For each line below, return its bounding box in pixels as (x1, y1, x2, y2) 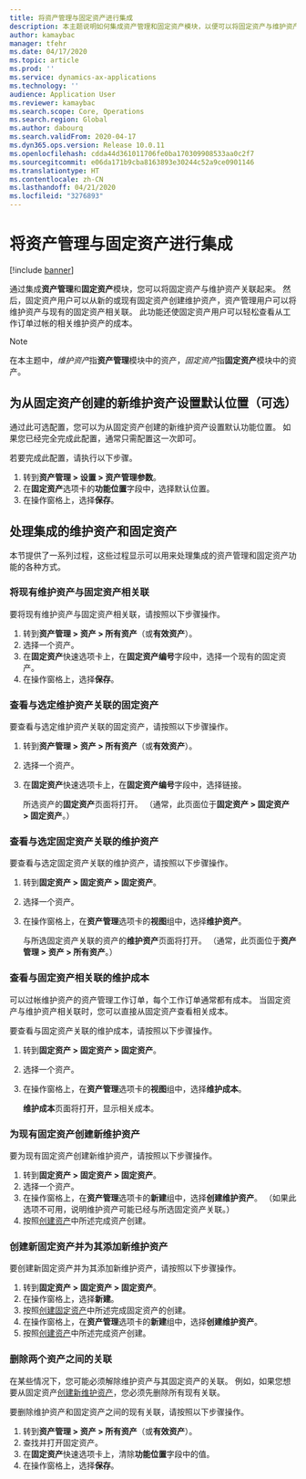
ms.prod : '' (9, 65, 55, 74)
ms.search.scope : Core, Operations (9, 107, 145, 116)
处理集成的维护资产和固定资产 (9, 524, 178, 540)
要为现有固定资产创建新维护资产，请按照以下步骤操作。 (9, 1150, 217, 1161)
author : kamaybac (9, 30, 76, 39)
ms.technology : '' (9, 81, 79, 90)
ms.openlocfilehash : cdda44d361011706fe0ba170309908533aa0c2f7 (9, 149, 255, 158)
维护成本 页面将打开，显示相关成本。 (22, 1102, 159, 1114)
